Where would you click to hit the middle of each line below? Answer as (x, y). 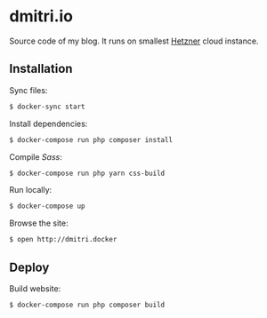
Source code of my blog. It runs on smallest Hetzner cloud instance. (134, 41)
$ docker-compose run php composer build (87, 305)
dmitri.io (41, 16)
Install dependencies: (49, 123)
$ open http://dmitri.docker (63, 240)
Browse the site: (39, 223)
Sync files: (28, 90)
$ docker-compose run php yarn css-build (87, 173)
